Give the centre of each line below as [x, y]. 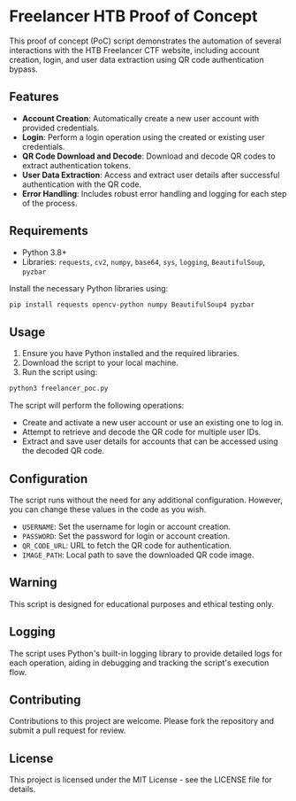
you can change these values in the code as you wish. [108, 509]
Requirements [49, 231]
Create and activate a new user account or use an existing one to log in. [153, 423]
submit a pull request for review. [68, 731]
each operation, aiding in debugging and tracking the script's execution [139, 663]
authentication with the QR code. [82, 184]
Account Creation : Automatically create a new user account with [140, 118]
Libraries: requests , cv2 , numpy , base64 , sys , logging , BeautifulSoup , [144, 261]
